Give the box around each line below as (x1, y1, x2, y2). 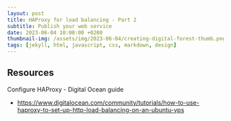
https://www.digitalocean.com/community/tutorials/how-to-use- (16, 98, 199, 107)
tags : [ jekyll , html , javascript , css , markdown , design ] (7, 42, 177, 49)
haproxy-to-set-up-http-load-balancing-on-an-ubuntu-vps (16, 105, 184, 113)
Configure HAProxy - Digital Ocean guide (7, 85, 124, 93)
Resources (7, 67, 54, 79)
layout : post (7, 10, 45, 17)
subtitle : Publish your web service (7, 23, 112, 29)
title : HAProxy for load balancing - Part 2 (7, 16, 137, 23)
